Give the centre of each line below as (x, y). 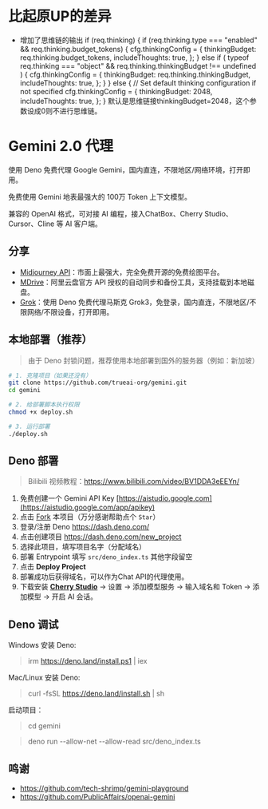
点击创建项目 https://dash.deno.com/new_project (100, 537)
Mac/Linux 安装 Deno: (44, 678)
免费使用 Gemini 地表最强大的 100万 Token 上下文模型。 (100, 196)
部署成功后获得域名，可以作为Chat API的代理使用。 (104, 577)
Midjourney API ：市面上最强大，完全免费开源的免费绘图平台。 (122, 272)
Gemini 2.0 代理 (61, 147)
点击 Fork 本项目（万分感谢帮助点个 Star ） (90, 517)
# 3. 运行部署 (29, 426)
